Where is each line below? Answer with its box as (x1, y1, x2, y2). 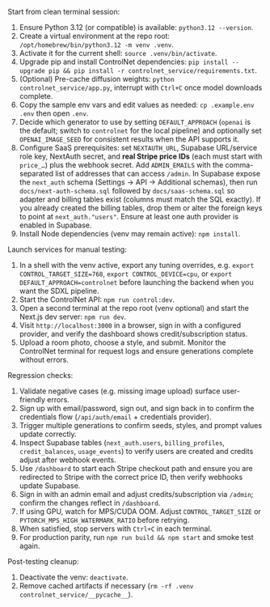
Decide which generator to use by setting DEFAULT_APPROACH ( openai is (19, 117, 251, 126)
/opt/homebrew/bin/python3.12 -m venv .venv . (19, 40, 175, 49)
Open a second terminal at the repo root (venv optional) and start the (19, 303, 250, 312)
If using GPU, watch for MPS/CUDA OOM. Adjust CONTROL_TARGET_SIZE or (19, 507, 262, 516)
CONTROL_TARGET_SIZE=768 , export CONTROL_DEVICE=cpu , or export (19, 269, 232, 278)
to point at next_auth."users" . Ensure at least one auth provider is (19, 212, 239, 221)
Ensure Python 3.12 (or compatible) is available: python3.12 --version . (19, 23, 254, 32)
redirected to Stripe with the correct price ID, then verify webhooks (19, 473, 243, 482)
